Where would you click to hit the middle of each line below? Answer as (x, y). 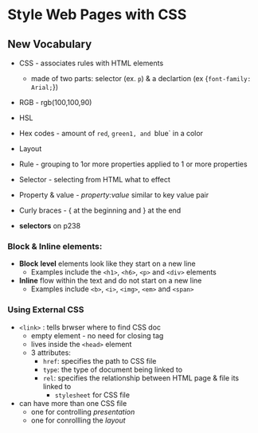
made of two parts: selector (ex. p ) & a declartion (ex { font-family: (141, 78)
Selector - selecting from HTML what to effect (94, 179)
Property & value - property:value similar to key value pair (114, 195)
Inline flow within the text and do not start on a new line (110, 281)
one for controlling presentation (83, 412)
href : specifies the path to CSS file (100, 361)
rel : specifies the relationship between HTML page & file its (141, 378)
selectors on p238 (50, 226)
